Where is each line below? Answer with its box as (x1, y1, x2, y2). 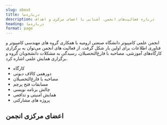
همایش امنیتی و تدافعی (13, 92, 56, 98)
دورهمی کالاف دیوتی (13, 70, 52, 76)
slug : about (6, 7, 31, 12)
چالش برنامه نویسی (13, 86, 50, 92)
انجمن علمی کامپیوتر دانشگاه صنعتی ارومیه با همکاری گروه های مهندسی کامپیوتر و (6, 39, 160, 45)
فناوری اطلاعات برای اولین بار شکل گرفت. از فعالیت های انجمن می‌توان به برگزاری (6, 45, 161, 51)
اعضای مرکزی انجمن (6, 111, 64, 120)
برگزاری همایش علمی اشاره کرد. (6, 55, 68, 61)
